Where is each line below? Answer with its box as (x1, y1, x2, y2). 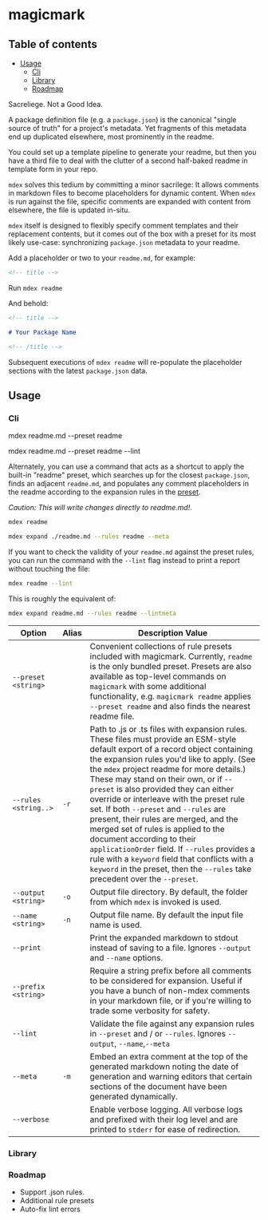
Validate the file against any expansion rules (89, 1018, 255, 1029)
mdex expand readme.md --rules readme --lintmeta (8, 609, 177, 617)
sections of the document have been (89, 1080, 227, 1091)
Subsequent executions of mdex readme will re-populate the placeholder (8, 357, 242, 366)
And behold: (8, 298, 49, 308)
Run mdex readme (8, 283, 63, 292)
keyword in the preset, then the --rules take (89, 863, 252, 874)
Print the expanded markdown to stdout (89, 932, 238, 943)
